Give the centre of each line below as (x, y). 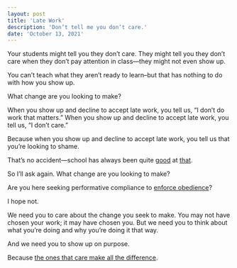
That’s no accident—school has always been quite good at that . (100, 160)
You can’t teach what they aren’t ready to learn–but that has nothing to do (115, 75)
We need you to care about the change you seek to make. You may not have (119, 215)
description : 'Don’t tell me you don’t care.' (77, 27)
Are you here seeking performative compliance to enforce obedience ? (110, 188)
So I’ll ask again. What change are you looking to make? (89, 174)
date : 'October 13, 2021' (45, 34)
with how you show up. (41, 83)
